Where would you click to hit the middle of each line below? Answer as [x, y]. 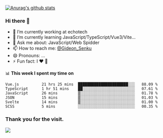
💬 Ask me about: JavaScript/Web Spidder [56, 42]
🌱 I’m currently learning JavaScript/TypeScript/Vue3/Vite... [74, 37]
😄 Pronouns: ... [29, 56]
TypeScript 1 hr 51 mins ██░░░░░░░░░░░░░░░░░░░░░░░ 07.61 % [81, 89]
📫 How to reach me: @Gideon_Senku [52, 49]
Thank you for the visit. [35, 119]
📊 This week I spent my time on [40, 73]
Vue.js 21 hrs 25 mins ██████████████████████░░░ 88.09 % [81, 84]
